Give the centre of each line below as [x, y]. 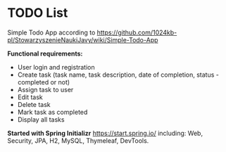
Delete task [34, 104]
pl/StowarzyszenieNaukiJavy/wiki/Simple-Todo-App [83, 39]
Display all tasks [41, 119]
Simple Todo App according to [51, 32]
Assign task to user [45, 89]
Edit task [30, 97]
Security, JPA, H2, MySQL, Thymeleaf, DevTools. [78, 140]
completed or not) [44, 82]
